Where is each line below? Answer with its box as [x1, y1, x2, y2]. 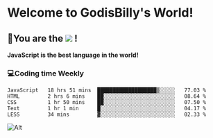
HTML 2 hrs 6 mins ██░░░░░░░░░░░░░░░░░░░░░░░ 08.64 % [7, 93, 207, 100]
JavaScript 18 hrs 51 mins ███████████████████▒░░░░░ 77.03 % [7, 87, 207, 94]
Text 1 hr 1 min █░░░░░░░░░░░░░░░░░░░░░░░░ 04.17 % [7, 105, 207, 112]
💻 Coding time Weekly [7, 68, 85, 78]
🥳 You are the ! [7, 33, 78, 44]
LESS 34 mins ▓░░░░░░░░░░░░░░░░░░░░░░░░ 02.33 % [7, 111, 207, 119]
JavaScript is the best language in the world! [7, 51, 139, 59]
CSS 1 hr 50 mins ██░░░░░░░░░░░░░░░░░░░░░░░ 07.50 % [7, 99, 207, 106]
